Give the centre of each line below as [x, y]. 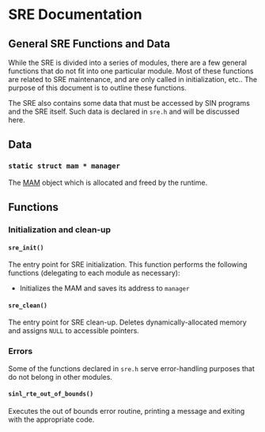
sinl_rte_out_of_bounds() [51, 394]
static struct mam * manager [64, 166]
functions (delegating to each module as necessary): [94, 273]
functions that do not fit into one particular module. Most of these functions [131, 71]
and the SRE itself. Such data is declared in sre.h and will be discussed [124, 111]
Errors [21, 351]
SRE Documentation [75, 15]
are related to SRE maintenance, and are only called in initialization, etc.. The [133, 79]
